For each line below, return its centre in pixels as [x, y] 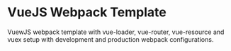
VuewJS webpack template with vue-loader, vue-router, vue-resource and [116, 32]
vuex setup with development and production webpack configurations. [111, 39]
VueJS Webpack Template [87, 12]
